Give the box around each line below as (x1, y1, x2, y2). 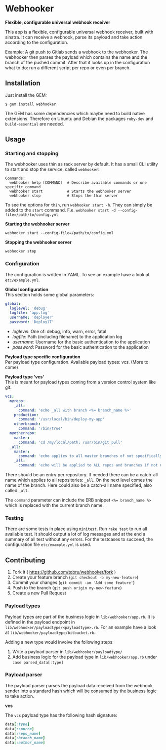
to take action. (5, 693, 35, 699)
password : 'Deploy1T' (9, 320, 54, 325)
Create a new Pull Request (12, 590, 67, 596)
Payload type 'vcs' (5, 374, 44, 380)
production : (14, 412, 39, 417)
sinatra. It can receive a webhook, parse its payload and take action (5, 34, 143, 40)
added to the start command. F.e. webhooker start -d (5, 207, 116, 213)
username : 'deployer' (9, 315, 54, 320)
